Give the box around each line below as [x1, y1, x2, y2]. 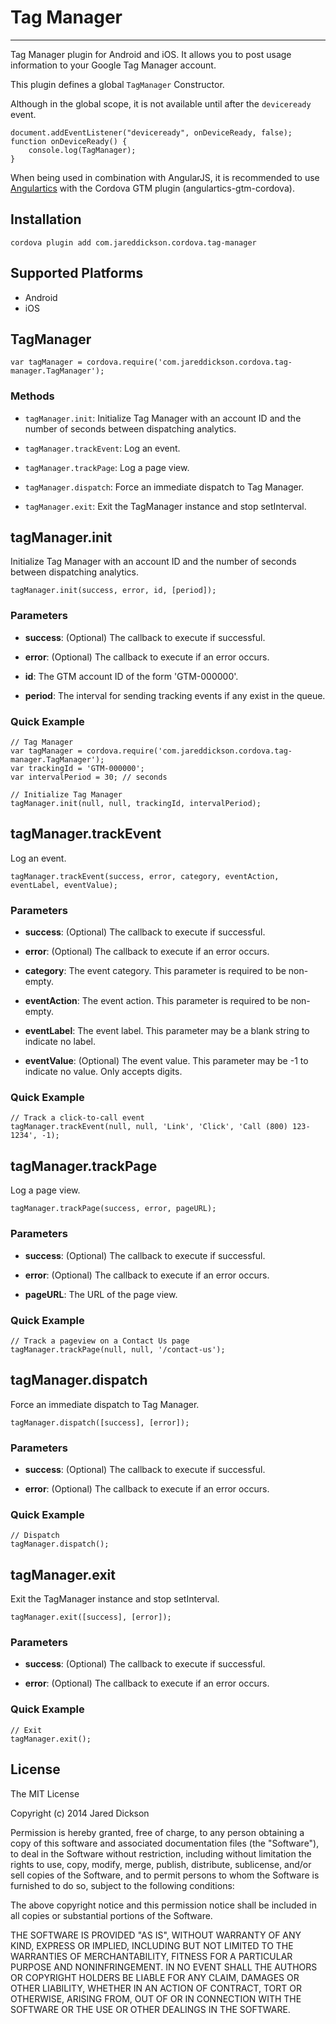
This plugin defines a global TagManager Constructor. [10, 78, 225, 90]
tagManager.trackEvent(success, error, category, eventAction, [10, 871, 280, 881]
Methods [10, 389, 55, 403]
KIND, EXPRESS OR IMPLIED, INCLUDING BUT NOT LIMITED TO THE [10, 1939, 294, 1951]
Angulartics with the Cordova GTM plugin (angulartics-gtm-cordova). [10, 182, 295, 194]
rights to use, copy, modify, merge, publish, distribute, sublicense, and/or [10, 1858, 312, 1870]
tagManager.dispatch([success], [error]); [10, 1417, 190, 1428]
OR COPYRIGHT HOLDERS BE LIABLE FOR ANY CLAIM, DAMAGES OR [10, 1971, 300, 1983]
